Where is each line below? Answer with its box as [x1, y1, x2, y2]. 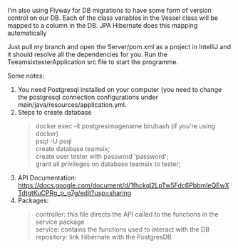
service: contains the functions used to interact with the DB [35, 225, 210, 234]
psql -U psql [35, 137, 73, 145]
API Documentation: [17, 174, 77, 182]
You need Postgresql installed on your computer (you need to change [17, 86, 222, 93]
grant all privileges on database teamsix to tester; [35, 160, 181, 168]
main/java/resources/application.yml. [17, 100, 127, 109]
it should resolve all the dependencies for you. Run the [7, 50, 167, 58]
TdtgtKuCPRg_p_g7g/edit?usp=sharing [17, 189, 132, 197]
